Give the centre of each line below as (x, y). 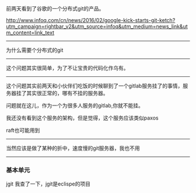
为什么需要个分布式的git (35, 50)
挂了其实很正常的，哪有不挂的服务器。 (62, 93)
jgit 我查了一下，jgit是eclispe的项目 (48, 184)
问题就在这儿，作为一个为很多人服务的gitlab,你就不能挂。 (75, 106)
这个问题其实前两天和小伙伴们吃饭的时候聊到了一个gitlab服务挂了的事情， (94, 86)
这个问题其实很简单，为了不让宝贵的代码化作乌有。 (67, 68)
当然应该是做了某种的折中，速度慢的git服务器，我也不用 (73, 148)
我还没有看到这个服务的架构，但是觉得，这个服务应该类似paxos (82, 118)
